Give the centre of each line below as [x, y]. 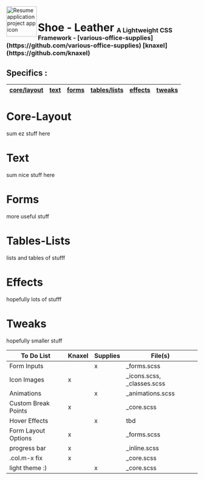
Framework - [57, 38]
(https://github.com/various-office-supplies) [74, 46]
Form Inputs [26, 366]
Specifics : [27, 73]
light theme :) [28, 468]
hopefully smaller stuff [34, 341]
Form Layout [27, 430]
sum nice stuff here [31, 175]
